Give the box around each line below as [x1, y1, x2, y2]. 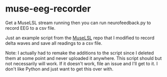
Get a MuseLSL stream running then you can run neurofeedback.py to [5, 20, 151, 26]
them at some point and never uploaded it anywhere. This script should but [5, 55, 162, 61]
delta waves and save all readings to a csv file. [5, 40, 103, 46]
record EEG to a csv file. [5, 25, 56, 31]
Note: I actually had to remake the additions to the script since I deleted [5, 50, 154, 56]
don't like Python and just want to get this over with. [5, 66, 114, 72]
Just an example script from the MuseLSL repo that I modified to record [5, 35, 155, 41]
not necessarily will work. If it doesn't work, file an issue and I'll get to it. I [5, 60, 158, 66]
